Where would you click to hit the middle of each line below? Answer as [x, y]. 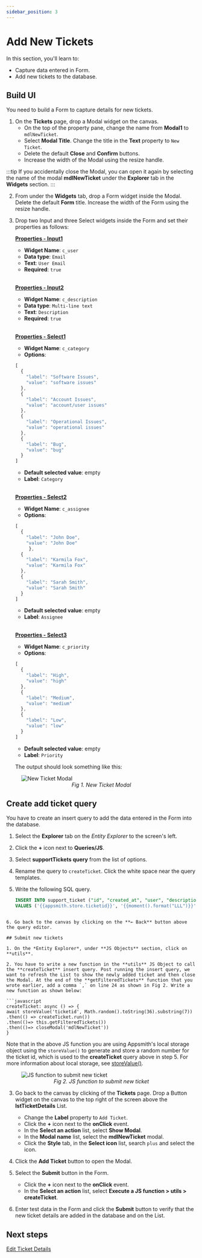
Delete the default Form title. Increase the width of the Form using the [102, 203]
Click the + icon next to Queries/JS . [59, 848]
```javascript [24, 1001]
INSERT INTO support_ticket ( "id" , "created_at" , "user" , [89, 901]
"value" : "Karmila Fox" [56, 565]
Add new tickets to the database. [56, 77]
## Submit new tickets [35, 938]
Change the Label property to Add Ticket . [76, 1118]
